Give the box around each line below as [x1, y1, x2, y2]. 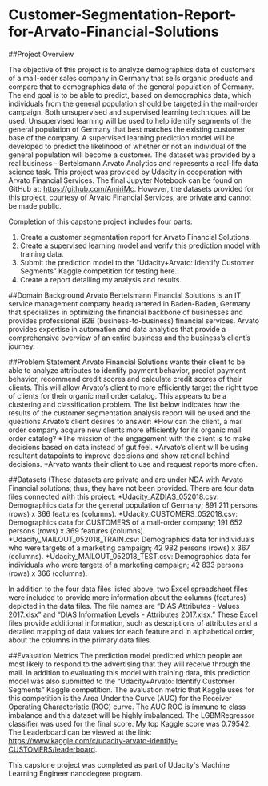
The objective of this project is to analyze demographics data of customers [8, 64, 256, 74]
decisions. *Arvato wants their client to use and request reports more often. [8, 459, 258, 468]
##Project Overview [8, 49, 74, 59]
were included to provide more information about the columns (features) [8, 592, 246, 602]
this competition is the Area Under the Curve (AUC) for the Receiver [8, 693, 232, 703]
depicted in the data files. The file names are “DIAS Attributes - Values [8, 601, 240, 610]
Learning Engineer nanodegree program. [8, 768, 142, 778]
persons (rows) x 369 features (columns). [8, 525, 146, 535]
